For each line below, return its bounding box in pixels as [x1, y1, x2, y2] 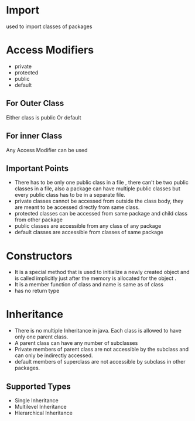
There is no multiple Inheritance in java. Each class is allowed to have [14, 327, 182, 334]
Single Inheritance [14, 397, 59, 404]
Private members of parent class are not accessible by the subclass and [14, 346, 189, 353]
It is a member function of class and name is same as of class [14, 281, 164, 288]
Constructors [6, 249, 73, 262]
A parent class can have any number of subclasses [14, 340, 138, 347]
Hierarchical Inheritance [14, 409, 73, 416]
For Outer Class [6, 98, 64, 108]
